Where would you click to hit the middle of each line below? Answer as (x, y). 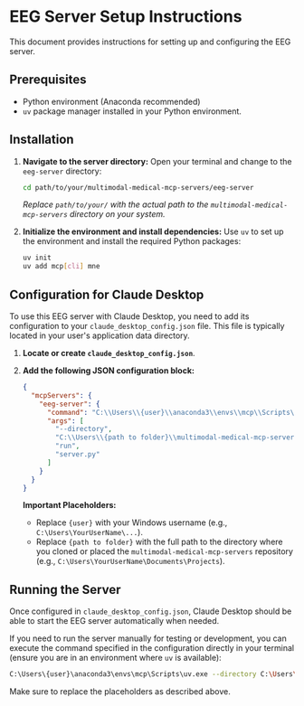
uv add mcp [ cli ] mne (61, 267)
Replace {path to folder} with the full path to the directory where (159, 542)
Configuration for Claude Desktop (107, 294)
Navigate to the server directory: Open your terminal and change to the (157, 161)
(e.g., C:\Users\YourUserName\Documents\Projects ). (130, 561)
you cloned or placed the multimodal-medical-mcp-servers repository (165, 551)
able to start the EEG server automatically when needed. (114, 621)
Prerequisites (48, 80)
